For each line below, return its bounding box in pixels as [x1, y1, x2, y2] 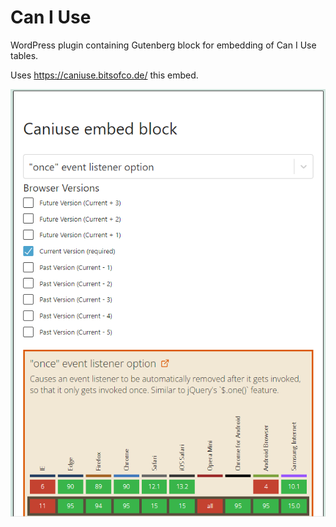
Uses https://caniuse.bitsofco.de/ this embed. [10, 69, 199, 81]
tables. [10, 49, 39, 61]
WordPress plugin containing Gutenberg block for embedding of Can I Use [10, 39, 317, 51]
